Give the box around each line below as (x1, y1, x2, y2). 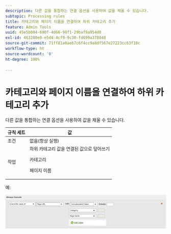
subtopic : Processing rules (5, 13, 65, 19)
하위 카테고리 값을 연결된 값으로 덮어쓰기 (30, 146, 110, 152)
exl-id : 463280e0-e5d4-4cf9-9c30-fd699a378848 (5, 35, 106, 40)
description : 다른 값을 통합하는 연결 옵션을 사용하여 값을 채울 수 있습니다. (5, 8, 149, 13)
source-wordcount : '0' (5, 51, 54, 56)
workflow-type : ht (5, 46, 44, 51)
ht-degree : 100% (5, 57, 40, 62)
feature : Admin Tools (5, 25, 52, 30)
